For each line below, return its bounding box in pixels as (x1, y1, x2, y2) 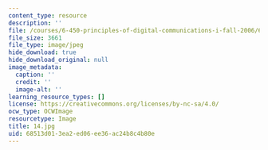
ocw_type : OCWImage (8, 108, 73, 116)
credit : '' (15, 78, 52, 86)
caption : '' (15, 71, 56, 79)
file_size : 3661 (8, 33, 62, 42)
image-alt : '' (15, 85, 62, 94)
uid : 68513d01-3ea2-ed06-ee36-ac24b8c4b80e (8, 129, 156, 137)
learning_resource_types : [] (8, 93, 105, 101)
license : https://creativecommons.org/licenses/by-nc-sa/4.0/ (8, 100, 219, 108)
